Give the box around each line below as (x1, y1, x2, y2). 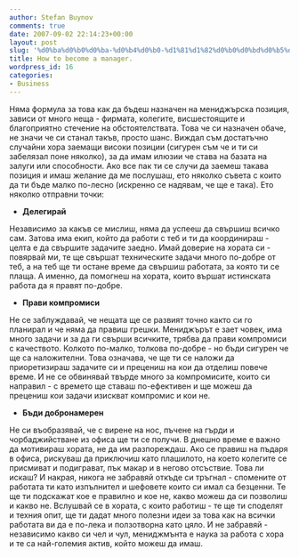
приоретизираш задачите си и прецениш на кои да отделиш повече (9, 361, 269, 372)
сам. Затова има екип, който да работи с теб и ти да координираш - (9, 232, 270, 243)
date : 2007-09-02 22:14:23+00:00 (9, 29, 133, 38)
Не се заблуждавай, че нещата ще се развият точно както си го (9, 314, 253, 325)
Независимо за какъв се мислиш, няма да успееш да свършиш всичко (9, 223, 280, 234)
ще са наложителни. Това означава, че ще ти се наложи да (9, 352, 235, 363)
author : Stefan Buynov (9, 12, 93, 22)
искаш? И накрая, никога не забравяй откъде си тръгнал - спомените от (9, 472, 287, 482)
